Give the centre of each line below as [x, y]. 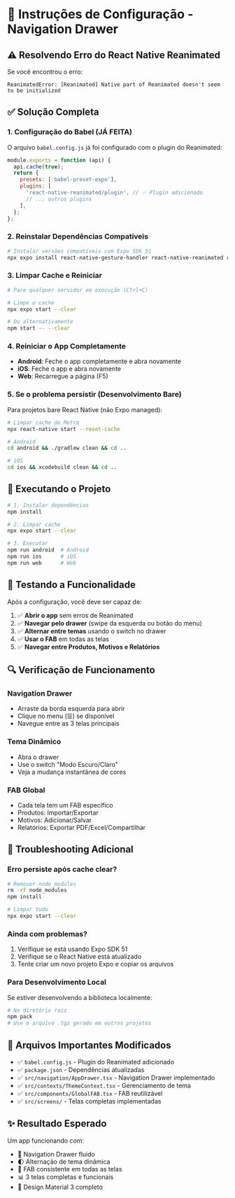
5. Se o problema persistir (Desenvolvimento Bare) [94, 395]
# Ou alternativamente [40, 322]
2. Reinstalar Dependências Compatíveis [78, 237]
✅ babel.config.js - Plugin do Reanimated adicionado [96, 1062]
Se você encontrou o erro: [45, 72]
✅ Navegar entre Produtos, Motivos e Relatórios [88, 647]
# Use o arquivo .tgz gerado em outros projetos [79, 1023]
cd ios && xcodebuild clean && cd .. [62, 467]
